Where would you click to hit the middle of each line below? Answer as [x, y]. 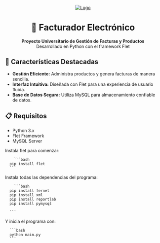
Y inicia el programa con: [30, 221]
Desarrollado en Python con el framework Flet [83, 46]
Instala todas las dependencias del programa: [51, 177]
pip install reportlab [33, 199]
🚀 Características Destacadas [52, 62]
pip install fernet [30, 191]
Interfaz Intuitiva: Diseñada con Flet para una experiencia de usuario [83, 84]
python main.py [25, 235]
